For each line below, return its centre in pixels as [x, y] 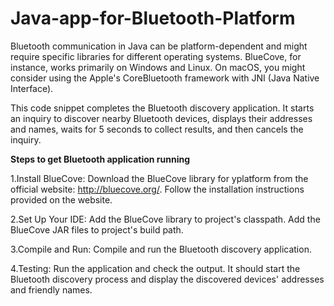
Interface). [32, 88]
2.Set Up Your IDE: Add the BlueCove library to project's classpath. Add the [165, 219]
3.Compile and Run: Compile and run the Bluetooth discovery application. [161, 249]
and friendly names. [51, 289]
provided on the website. [61, 199]
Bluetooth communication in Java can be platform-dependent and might [159, 46]
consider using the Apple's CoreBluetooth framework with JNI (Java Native [165, 78]
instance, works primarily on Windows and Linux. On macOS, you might [158, 67]
